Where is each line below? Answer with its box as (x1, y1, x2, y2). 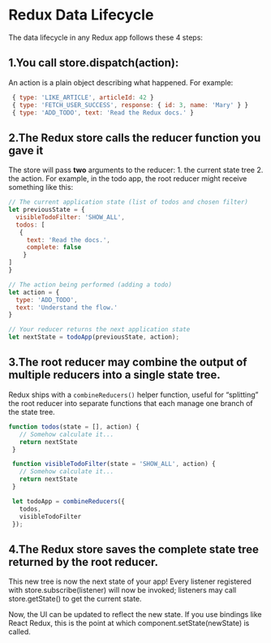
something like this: (8, 183, 74, 192)
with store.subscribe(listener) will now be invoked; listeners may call (8, 585, 237, 595)
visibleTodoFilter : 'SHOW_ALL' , (15, 213, 126, 221)
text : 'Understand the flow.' (15, 303, 118, 312)
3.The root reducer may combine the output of (8, 356, 247, 369)
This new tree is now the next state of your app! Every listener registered (8, 576, 252, 586)
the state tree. (8, 407, 55, 416)
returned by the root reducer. (8, 555, 159, 569)
